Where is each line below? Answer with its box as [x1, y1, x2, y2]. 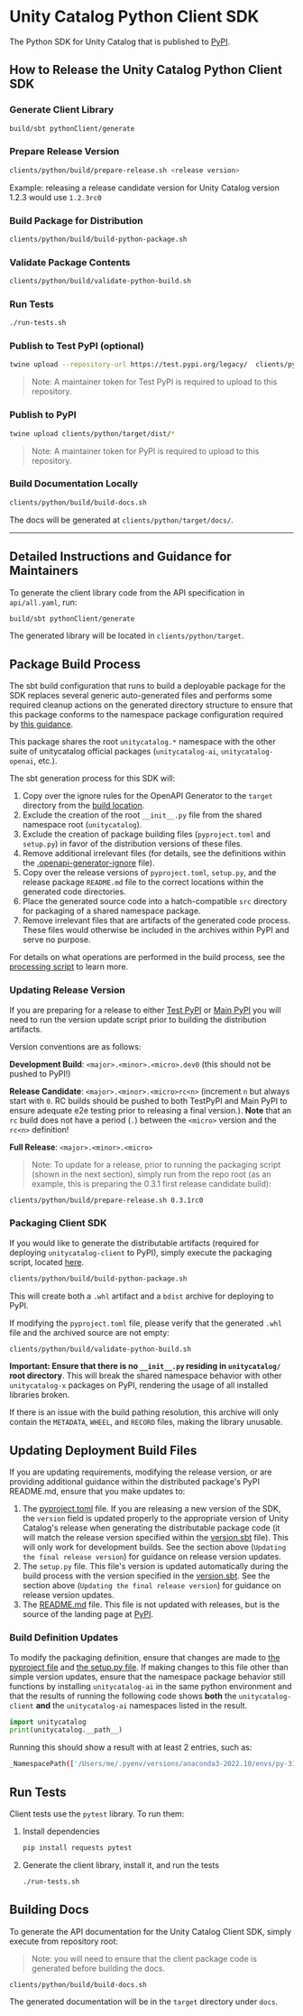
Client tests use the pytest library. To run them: [9, 1808, 185, 1819]
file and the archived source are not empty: [9, 1327, 170, 1337]
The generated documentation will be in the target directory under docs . [9, 1996, 279, 2007]
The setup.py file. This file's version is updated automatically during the [22, 1561, 289, 1572]
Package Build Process [9, 656, 142, 671]
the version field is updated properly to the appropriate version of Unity [22, 1513, 289, 1524]
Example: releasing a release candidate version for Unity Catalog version [9, 182, 280, 193]
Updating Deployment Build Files [9, 1442, 197, 1458]
